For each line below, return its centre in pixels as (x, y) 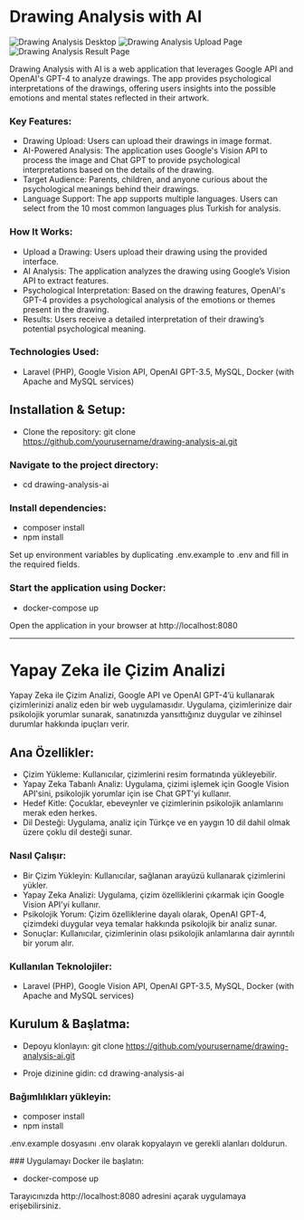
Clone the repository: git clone (79, 431)
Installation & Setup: (67, 410)
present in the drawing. (66, 309)
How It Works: (41, 232)
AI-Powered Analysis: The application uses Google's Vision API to (145, 150)
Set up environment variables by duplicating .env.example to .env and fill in (149, 555)
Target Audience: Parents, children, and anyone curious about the (145, 179)
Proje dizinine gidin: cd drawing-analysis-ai (103, 1073)
